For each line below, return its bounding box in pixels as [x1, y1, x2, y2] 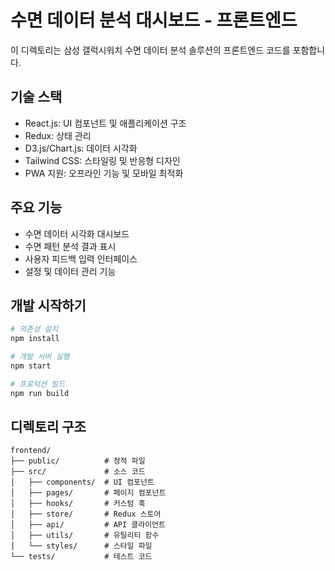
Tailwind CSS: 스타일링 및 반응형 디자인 [24, 154, 181, 166]
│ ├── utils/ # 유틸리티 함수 [10, 531, 160, 541]
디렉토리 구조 [10, 419, 87, 436]
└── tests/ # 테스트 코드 [10, 552, 153, 562]
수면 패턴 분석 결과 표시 [24, 240, 117, 252]
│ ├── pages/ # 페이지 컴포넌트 [10, 488, 167, 498]
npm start [10, 361, 52, 371]
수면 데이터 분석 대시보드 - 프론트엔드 [10, 9, 298, 32]
